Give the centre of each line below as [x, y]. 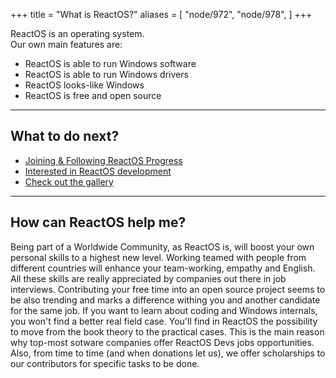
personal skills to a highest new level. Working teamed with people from [158, 257]
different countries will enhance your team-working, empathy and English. [163, 268]
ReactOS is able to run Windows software [110, 63]
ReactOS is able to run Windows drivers [106, 74]
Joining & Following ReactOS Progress [103, 160]
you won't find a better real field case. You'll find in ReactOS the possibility [164, 321]
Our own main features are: [66, 44]
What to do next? [65, 136]
